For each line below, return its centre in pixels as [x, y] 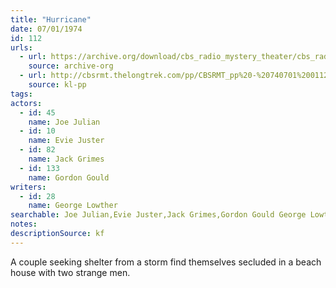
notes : [24, 224]
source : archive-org [71, 66]
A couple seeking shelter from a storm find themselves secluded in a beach [166, 262]
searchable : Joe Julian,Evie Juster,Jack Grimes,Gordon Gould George [158, 215]
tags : [21, 94]
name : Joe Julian [64, 122]
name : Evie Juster [66, 141]
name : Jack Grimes [66, 159]
